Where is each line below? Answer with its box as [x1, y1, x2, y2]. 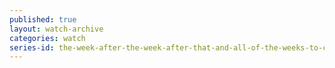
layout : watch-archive [9, 24, 104, 34]
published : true [9, 14, 77, 25]
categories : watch [9, 33, 86, 43]
